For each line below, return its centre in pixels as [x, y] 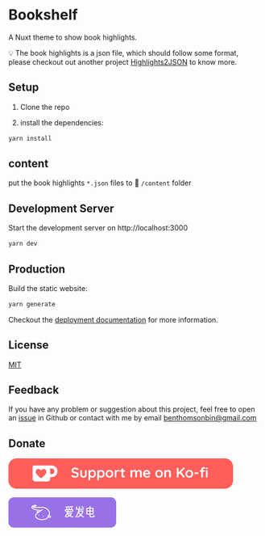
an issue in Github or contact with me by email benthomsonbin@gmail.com [132, 418]
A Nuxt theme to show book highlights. [73, 37]
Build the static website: [48, 288]
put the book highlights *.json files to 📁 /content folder [100, 183]
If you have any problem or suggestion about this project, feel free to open [132, 409]
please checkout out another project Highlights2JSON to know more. [123, 61]
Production [37, 269]
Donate [27, 443]
